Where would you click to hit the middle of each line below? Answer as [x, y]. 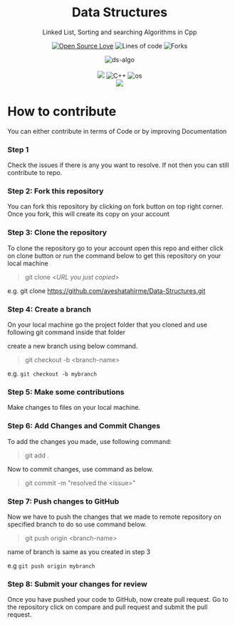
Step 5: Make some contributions [66, 392]
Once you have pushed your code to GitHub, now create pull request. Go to [118, 600]
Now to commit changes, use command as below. [80, 469]
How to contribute [62, 112]
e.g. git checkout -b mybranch [52, 373]
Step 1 [18, 149]
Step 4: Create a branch [49, 309]
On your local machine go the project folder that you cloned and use [108, 325]
